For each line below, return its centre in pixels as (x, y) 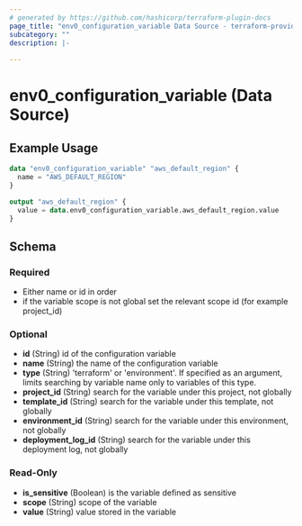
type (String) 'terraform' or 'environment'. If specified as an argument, (152, 373)
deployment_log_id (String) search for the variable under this (137, 440)
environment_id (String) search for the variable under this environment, (155, 421)
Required (30, 272)
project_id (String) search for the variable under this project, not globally (157, 392)
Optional (28, 334)
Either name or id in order (69, 292)
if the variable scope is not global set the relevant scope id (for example (155, 302)
